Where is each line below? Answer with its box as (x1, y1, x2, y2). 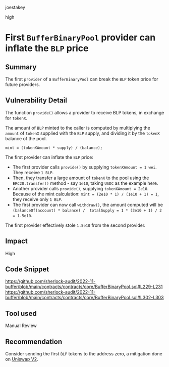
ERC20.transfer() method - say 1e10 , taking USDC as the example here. (12, 180, 158, 186)
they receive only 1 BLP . (12, 196, 63, 202)
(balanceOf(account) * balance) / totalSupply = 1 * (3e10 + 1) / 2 (12, 208, 162, 213)
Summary (5, 63, 37, 71)
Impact (5, 237, 28, 246)
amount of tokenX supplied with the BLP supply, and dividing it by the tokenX (5, 130, 160, 136)
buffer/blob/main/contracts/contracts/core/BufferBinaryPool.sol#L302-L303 (5, 295, 164, 301)
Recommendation (5, 337, 62, 346)
